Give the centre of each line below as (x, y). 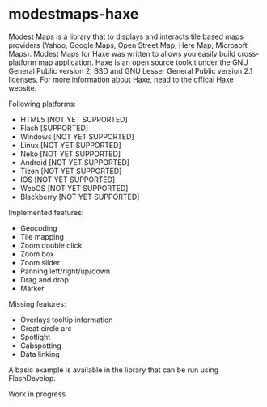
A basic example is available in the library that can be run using (114, 370)
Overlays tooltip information (66, 320)
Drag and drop (44, 279)
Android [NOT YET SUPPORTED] (75, 162)
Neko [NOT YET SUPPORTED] (70, 154)
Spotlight (35, 337)
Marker (32, 288)
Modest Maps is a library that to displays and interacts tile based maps (126, 36)
